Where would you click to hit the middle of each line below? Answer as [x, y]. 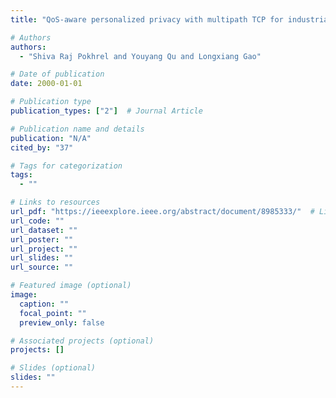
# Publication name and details [77, 129]
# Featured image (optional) [71, 286]
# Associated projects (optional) [82, 341]
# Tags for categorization [66, 166]
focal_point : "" [53, 313]
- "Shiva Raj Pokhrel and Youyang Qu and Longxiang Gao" [140, 56]
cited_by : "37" [42, 147]
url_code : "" [37, 221]
